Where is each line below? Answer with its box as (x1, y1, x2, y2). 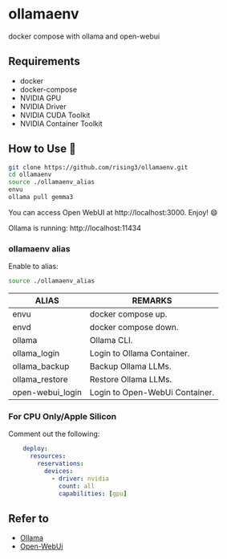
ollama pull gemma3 (8, 194, 74, 202)
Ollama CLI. (89, 335, 133, 346)
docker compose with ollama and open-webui (8, 31, 160, 41)
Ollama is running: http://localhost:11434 (8, 222, 142, 233)
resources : (29, 452, 67, 460)
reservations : (37, 459, 84, 468)
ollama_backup (12, 361, 70, 372)
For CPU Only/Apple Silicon (8, 411, 117, 422)
